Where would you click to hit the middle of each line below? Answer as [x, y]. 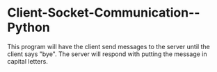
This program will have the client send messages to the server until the [108, 46]
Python [29, 27]
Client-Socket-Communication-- [104, 13]
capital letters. [28, 61]
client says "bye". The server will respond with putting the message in [107, 54]
